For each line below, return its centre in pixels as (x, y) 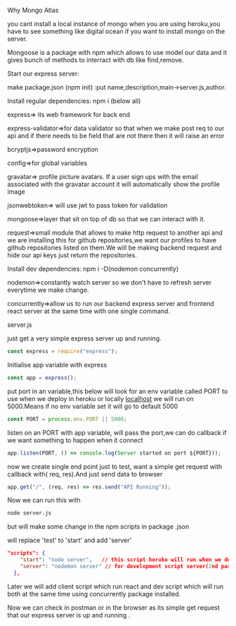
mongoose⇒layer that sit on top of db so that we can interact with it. (106, 219)
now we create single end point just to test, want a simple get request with (115, 466)
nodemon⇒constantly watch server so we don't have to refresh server (110, 282)
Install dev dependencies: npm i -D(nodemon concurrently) (93, 269)
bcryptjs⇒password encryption (53, 149)
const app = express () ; (42, 378)
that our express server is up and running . (69, 615)
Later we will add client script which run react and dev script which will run (116, 586)
